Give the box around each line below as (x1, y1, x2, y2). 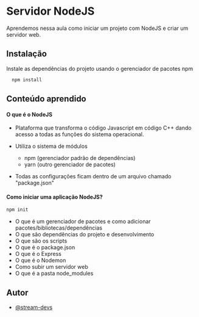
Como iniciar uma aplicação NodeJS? (6, 193, 103, 200)
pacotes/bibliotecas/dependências (15, 224, 102, 231)
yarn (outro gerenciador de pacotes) (24, 161, 116, 169)
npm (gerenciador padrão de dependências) (24, 155, 136, 162)
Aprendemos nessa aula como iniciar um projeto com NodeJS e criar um (6, 24, 189, 32)
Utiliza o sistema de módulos (15, 142, 88, 150)
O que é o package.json (15, 244, 75, 251)
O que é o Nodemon (15, 257, 66, 264)
